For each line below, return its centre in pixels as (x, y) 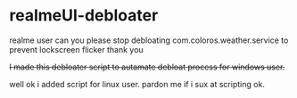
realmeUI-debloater (84, 16)
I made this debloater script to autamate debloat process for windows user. (147, 67)
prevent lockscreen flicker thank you (77, 49)
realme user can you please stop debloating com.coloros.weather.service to (149, 40)
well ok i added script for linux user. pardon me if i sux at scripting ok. (137, 84)
